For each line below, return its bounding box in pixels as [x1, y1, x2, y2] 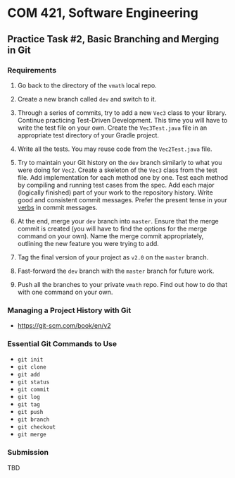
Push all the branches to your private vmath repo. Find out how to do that [17, 280, 228, 288]
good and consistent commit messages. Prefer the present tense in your [17, 195, 227, 204]
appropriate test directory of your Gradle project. [17, 130, 160, 139]
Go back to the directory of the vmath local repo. [17, 81, 157, 90]
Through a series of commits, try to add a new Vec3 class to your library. [17, 108, 227, 117]
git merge [17, 431, 47, 439]
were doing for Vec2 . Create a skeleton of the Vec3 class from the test [17, 166, 218, 174]
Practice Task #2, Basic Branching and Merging [7, 33, 220, 45]
